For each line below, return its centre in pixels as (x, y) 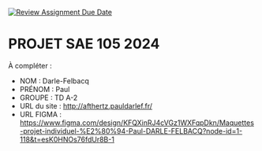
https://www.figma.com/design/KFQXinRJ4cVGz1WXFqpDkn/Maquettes (137, 123)
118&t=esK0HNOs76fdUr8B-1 (67, 139)
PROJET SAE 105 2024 (84, 44)
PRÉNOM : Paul (45, 89)
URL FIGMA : (40, 114)
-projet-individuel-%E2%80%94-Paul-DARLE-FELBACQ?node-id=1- (131, 131)
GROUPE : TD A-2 (49, 98)
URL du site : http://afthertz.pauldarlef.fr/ (86, 105)
